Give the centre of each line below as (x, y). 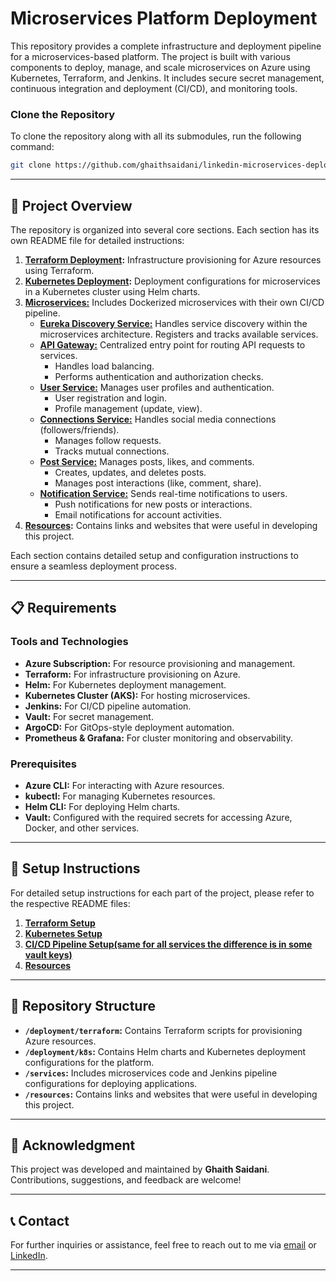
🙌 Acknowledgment (73, 1145)
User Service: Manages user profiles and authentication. (157, 387)
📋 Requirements (63, 608)
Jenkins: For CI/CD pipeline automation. (108, 706)
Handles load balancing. (104, 366)
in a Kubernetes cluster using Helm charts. (112, 291)
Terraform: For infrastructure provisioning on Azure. (132, 674)
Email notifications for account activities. (138, 514)
